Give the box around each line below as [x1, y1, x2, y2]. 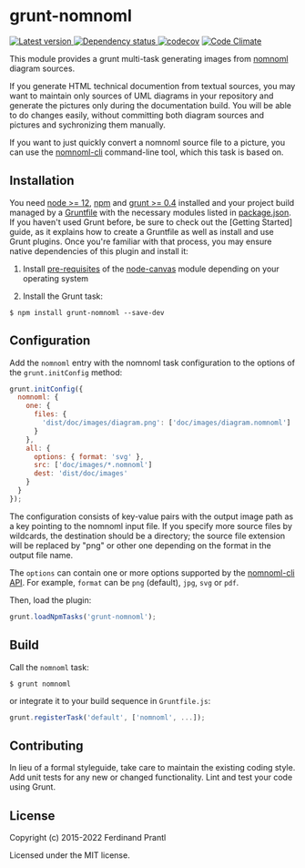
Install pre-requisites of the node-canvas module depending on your [22, 263, 280, 274]
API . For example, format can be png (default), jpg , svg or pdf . [9, 577, 239, 587]
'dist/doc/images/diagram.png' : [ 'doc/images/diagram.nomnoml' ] [42, 418, 291, 428]
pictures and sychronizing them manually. [9, 119, 167, 130]
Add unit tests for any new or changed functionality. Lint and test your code [9, 771, 293, 783]
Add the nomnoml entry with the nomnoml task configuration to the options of [9, 357, 296, 368]
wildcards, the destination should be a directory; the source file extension [9, 530, 286, 541]
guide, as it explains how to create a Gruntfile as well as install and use [9, 226, 275, 237]
